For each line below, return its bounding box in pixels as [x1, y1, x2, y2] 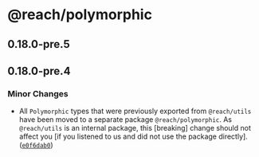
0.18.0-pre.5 [7, 37, 71, 51]
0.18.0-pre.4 [7, 64, 71, 77]
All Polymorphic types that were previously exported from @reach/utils [18, 106, 252, 116]
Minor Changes [7, 88, 69, 99]
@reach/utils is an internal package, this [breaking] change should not [18, 124, 252, 133]
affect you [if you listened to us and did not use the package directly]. [18, 131, 248, 141]
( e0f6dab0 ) [18, 140, 53, 150]
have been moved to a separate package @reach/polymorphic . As [18, 115, 233, 124]
